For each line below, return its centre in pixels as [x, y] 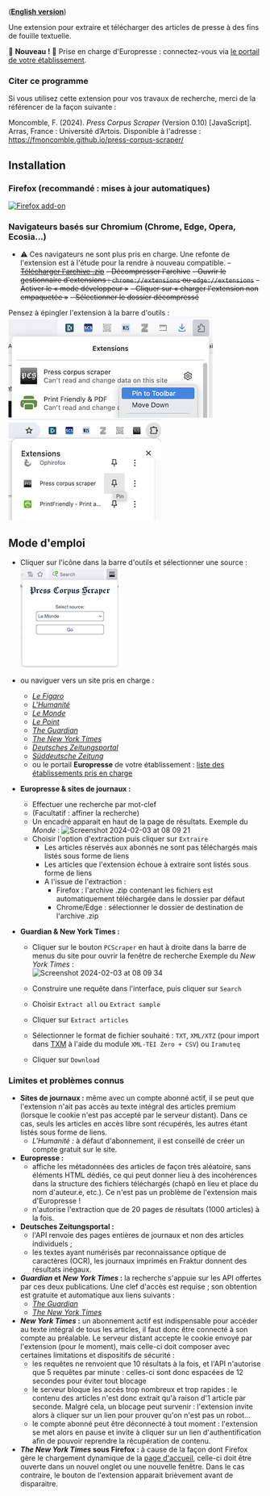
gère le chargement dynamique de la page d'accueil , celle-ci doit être [136, 1458]
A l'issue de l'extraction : [85, 882]
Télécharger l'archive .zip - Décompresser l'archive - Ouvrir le [123, 272]
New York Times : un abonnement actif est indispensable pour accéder [139, 1321]
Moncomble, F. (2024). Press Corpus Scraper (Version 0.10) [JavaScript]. [130, 123]
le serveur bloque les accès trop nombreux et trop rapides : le [135, 1389]
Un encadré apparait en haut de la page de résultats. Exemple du [140, 821]
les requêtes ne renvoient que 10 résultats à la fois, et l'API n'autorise [146, 1364]
